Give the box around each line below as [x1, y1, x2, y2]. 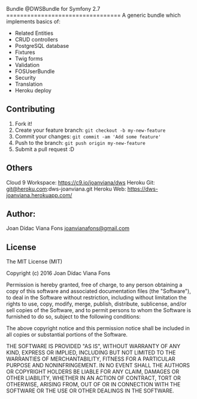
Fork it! [14, 120, 33, 127]
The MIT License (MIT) [6, 258, 63, 265]
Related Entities [14, 29, 54, 37]
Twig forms [14, 55, 43, 62]
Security [14, 74, 36, 81]
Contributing [6, 104, 55, 114]
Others [6, 163, 33, 173]
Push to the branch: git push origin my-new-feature [14, 139, 146, 146]
